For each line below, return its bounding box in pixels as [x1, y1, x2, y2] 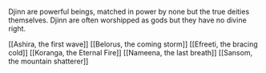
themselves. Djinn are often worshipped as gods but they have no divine [8, 15, 247, 25]
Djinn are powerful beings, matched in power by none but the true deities [8, 7, 250, 16]
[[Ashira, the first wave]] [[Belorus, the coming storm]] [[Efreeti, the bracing [8, 39, 258, 49]
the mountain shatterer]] [8, 56, 89, 66]
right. [8, 24, 26, 33]
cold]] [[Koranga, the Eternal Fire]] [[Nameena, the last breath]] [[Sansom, [8, 48, 253, 57]
